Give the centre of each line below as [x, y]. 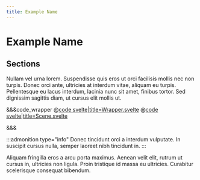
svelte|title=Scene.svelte [37, 116]
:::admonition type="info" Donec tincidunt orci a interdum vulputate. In [93, 139]
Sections [23, 64]
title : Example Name [32, 12]
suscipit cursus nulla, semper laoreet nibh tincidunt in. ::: [76, 146]
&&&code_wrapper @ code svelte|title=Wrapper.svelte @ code [82, 109]
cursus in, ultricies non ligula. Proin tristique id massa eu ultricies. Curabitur [100, 164]
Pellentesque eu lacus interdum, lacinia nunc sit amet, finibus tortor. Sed [96, 91]
